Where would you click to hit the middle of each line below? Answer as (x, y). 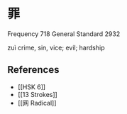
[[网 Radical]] (37, 103)
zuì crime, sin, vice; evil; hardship (56, 47)
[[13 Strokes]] (38, 94)
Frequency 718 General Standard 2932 (64, 34)
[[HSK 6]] (32, 87)
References (33, 70)
